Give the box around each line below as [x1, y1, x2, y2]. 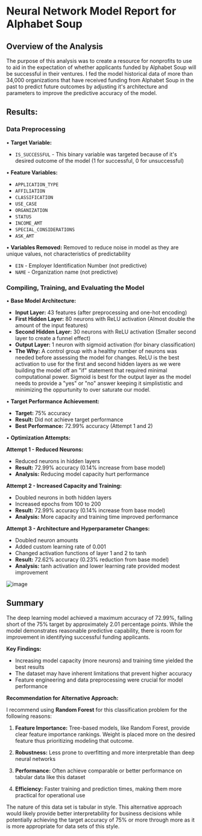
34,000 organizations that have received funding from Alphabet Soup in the [6, 77, 194, 84]
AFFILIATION [14, 188, 45, 194]
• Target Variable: [6, 139, 52, 146]
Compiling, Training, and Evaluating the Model [6, 283, 145, 292]
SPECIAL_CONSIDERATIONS [14, 226, 75, 232]
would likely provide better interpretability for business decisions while [6, 809, 182, 817]
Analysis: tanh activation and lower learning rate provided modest [14, 562, 180, 570]
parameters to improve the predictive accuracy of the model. [6, 90, 157, 96]
